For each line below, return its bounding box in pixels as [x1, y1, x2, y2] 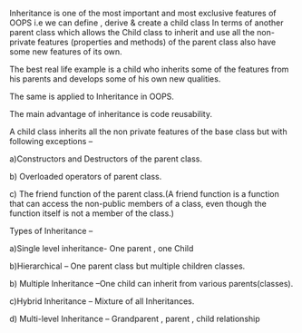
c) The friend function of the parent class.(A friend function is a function [9, 189, 279, 199]
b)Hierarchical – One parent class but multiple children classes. [9, 260, 246, 271]
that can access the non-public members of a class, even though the [9, 199, 268, 209]
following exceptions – [9, 136, 93, 146]
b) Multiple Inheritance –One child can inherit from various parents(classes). [9, 279, 294, 289]
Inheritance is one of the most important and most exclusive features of [9, 8, 277, 18]
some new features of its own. [9, 46, 122, 57]
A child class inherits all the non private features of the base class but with [9, 126, 287, 137]
